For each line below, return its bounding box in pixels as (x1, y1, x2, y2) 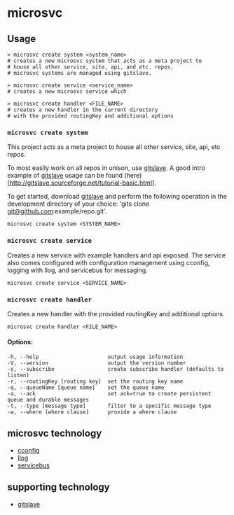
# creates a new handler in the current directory (7, 106, 158, 113)
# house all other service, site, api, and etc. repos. (7, 64, 174, 71)
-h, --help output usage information (7, 353, 184, 361)
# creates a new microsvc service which (7, 88, 128, 95)
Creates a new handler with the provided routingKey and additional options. (7, 309, 226, 318)
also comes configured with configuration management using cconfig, (7, 258, 210, 267)
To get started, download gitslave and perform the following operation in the (7, 192, 228, 201)
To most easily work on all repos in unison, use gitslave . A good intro (7, 164, 205, 172)
